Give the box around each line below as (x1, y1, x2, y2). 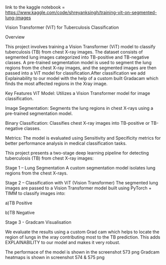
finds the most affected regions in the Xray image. (5, 81, 108, 87)
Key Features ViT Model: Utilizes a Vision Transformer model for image (5, 90, 151, 96)
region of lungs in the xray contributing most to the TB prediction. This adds (5, 234, 161, 240)
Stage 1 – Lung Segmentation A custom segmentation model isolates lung (5, 165, 156, 171)
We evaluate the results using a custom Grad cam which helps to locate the (5, 229, 160, 235)
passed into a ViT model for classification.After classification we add (5, 70, 146, 76)
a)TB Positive (5, 200, 32, 206)
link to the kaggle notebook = (5, 4, 66, 10)
